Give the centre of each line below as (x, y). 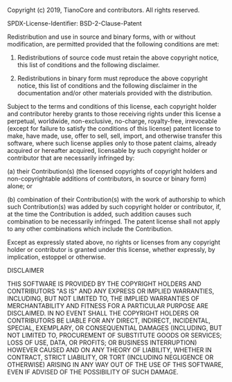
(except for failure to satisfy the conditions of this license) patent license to (114, 128)
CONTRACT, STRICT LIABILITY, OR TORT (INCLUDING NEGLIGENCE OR (110, 357)
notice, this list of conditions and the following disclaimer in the (107, 85)
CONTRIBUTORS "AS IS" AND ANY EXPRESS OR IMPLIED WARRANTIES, (111, 291)
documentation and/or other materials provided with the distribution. (115, 93)
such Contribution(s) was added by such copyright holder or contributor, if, (114, 207)
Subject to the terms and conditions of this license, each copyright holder (112, 106)
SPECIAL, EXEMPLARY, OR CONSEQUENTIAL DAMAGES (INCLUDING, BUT (115, 328)
